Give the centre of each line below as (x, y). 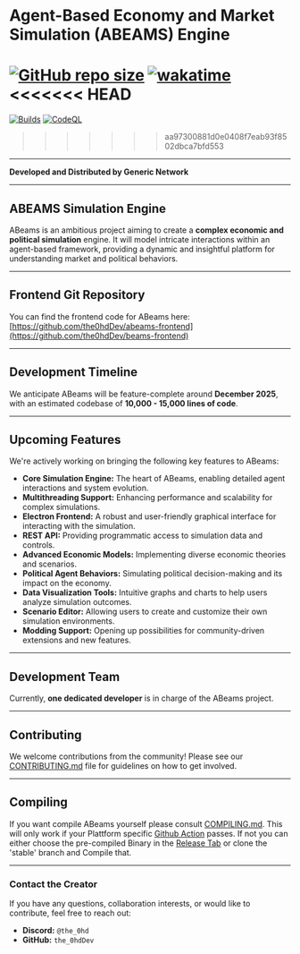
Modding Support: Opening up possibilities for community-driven (143, 631)
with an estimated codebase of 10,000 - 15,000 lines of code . (124, 403)
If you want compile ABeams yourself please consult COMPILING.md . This (146, 823)
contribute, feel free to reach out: (70, 913)
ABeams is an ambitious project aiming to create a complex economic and (146, 230)
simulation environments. (68, 621)
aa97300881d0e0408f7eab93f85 (226, 137)
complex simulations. (61, 507)
